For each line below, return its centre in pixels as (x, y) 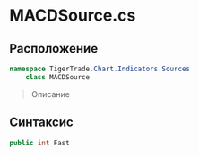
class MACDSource (58, 77)
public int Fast (39, 143)
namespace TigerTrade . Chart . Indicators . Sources (100, 69)
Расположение (54, 49)
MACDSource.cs (73, 16)
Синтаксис (41, 123)
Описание (50, 94)
